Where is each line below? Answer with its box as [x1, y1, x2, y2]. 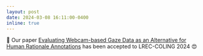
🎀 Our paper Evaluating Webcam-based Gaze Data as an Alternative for [6, 37, 186, 44]
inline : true [6, 20, 40, 26]
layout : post [6, 8, 40, 15]
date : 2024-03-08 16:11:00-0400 [6, 14, 89, 20]
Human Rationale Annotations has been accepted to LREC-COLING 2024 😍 [6, 43, 197, 50]
